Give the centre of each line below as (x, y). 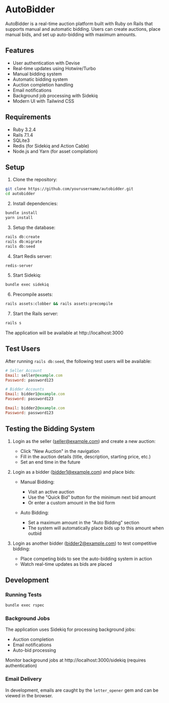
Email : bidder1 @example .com (35, 394)
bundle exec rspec (25, 605)
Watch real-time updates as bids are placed (66, 564)
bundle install (21, 213)
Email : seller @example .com (34, 375)
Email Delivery (23, 679)
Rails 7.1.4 (23, 135)
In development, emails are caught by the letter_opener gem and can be (82, 690)
